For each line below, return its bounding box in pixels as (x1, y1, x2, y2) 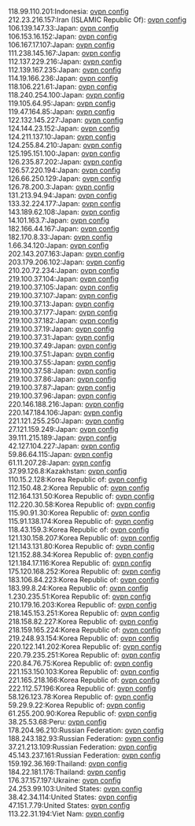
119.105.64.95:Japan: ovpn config (8, 98, 116, 108)
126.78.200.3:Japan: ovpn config (8, 183, 115, 191)
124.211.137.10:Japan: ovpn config (8, 132, 116, 141)
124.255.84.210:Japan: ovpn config (8, 141, 122, 149)
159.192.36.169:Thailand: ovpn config (8, 759, 127, 768)
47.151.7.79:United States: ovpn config (8, 801, 131, 809)
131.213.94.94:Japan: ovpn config (8, 190, 117, 200)
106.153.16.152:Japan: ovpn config (8, 31, 118, 41)
